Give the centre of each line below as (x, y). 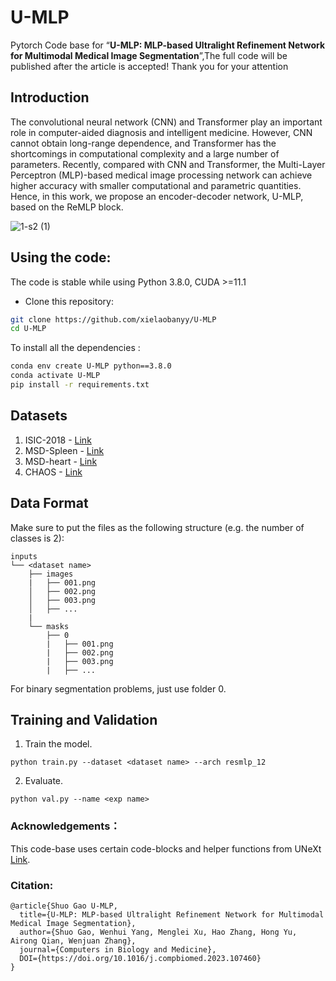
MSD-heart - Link (61, 461)
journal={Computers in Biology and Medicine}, (118, 949)
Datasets (39, 416)
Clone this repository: (69, 301)
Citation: (32, 885)
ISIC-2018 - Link (58, 440)
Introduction (50, 97)
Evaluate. (44, 781)
